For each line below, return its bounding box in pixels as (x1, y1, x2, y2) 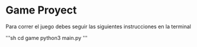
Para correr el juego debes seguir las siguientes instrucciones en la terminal (5, 23, 191, 30)
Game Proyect (5, 4, 77, 17)
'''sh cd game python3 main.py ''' (5, 34, 88, 41)
